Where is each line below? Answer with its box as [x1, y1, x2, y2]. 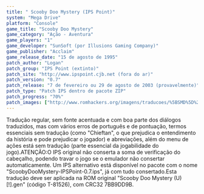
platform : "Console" [6, 20, 59, 26]
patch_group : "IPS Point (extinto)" [6, 65, 99, 72]
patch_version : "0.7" [6, 77, 61, 83]
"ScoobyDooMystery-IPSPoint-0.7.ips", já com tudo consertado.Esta [6, 168, 177, 175]
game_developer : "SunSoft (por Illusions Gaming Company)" [6, 43, 159, 49]
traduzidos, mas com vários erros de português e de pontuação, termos [6, 122, 187, 130]
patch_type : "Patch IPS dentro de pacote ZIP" [6, 88, 126, 94]
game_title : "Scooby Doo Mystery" [6, 26, 94, 32]
